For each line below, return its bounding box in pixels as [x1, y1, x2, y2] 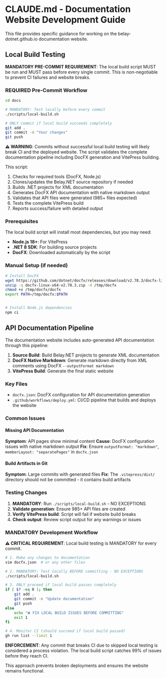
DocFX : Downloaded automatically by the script [12, 250, 111, 256]
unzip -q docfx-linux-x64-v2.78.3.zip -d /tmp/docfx [5, 283, 117, 288]
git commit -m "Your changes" [5, 130, 68, 135]
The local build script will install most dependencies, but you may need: [5, 229, 152, 235]
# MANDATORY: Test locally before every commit [5, 107, 106, 112]
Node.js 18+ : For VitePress [12, 239, 68, 245]
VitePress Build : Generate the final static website [12, 368, 114, 374]
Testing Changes [5, 489, 47, 496]
